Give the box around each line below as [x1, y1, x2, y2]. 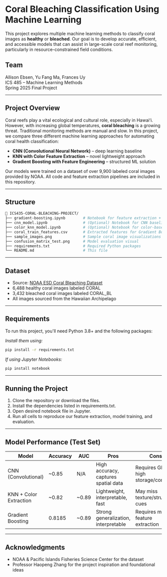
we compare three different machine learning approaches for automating [5, 133, 155, 139]
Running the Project [5, 385, 68, 393]
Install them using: [5, 337, 43, 343]
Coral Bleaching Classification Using [5, 3, 160, 15]
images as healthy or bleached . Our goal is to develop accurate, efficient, [5, 36, 157, 42]
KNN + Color [7, 491, 37, 498]
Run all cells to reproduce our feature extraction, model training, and [12, 414, 153, 420]
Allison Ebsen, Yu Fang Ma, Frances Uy [5, 74, 85, 80]
